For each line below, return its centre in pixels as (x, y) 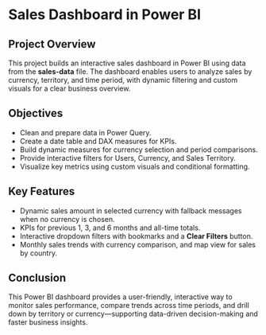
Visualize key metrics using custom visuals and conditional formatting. (135, 166)
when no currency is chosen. (67, 219)
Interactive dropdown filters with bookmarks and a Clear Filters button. (136, 236)
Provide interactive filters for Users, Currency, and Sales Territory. (128, 158)
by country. (39, 253)
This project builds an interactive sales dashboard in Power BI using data (127, 63)
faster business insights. (48, 322)
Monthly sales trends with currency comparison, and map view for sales (138, 244)
